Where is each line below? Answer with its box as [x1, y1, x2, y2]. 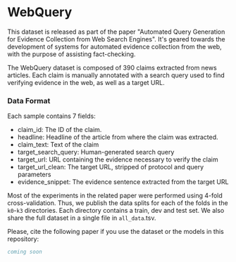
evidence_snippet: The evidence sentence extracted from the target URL [17, 178, 229, 186]
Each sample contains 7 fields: [7, 112, 97, 120]
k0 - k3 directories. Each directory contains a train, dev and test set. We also [7, 207, 225, 215]
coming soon [7, 249, 42, 256]
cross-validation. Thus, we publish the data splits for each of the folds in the [7, 199, 228, 207]
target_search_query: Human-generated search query [17, 148, 175, 157]
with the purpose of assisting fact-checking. [7, 50, 136, 58]
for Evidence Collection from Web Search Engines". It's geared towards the [7, 34, 225, 43]
